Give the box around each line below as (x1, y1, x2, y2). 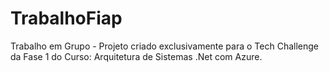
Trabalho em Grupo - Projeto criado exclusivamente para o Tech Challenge (10, 40, 319, 52)
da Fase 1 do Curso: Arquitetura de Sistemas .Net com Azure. (10, 50, 263, 62)
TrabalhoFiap (10, 7, 123, 30)
